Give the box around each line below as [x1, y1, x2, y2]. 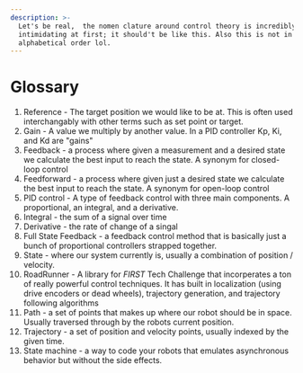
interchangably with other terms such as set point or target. [22, 116, 244, 127]
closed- [251, 155, 281, 165]
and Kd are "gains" [22, 136, 94, 147]
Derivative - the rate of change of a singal [22, 221, 179, 232]
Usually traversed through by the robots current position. [22, 316, 235, 328]
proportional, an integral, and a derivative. [22, 202, 179, 213]
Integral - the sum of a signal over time [22, 212, 167, 223]
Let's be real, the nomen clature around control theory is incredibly [18, 22, 297, 31]
